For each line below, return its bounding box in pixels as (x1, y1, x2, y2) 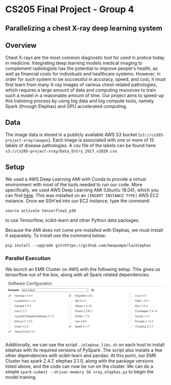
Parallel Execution (5, 255, 51, 262)
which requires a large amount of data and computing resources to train (5, 87, 156, 93)
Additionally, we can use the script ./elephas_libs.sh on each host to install (5, 341, 165, 347)
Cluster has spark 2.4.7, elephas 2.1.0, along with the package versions (5, 358, 154, 364)
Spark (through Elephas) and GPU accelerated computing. (5, 103, 127, 109)
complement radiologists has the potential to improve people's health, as (5, 65, 158, 72)
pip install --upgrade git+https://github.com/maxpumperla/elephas (5, 243, 152, 248)
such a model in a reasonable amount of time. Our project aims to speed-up (5, 93, 164, 99)
